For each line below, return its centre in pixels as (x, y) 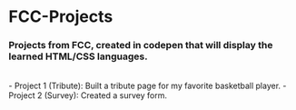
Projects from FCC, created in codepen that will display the (141, 45)
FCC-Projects (61, 17)
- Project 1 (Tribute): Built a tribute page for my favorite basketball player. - (148, 86)
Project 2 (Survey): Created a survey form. (88, 95)
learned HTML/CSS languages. (78, 56)
